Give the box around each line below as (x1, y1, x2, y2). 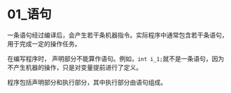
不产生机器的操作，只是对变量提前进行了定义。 (7, 63, 142, 71)
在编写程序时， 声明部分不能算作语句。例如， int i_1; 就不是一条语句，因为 (7, 54, 225, 63)
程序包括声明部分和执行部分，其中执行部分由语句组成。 (7, 78, 167, 86)
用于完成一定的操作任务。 (7, 39, 81, 48)
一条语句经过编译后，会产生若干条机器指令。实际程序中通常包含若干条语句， (7, 31, 228, 39)
